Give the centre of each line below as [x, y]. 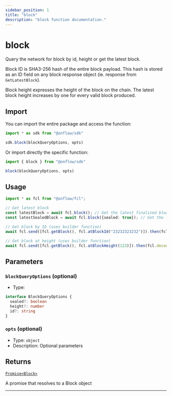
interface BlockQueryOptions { [39, 297]
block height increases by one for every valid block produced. [71, 95]
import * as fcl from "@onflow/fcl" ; [46, 199]
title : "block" [21, 15]
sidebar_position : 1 [27, 10]
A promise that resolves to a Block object [49, 383]
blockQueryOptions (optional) [41, 276]
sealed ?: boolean [28, 302]
